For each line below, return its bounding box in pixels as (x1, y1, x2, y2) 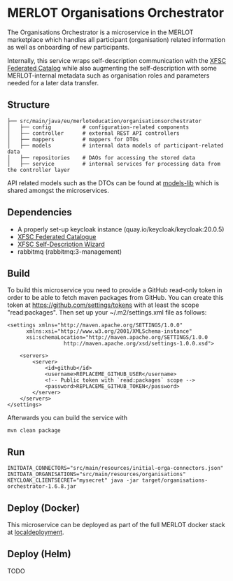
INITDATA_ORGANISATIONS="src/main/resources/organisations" (7, 471, 187, 478)
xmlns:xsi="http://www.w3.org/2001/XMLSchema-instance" (25, 328, 192, 335)
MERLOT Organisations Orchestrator (7, 5, 225, 21)
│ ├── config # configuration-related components (7, 124, 190, 131)
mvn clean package (7, 427, 61, 434)
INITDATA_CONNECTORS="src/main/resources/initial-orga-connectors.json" (7, 465, 224, 472)
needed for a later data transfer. (7, 78, 99, 87)
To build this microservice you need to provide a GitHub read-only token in (7, 286, 223, 294)
